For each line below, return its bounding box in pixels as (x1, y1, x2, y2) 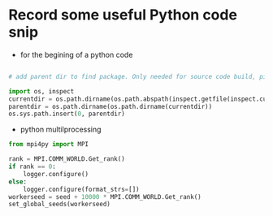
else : (8, 177, 27, 186)
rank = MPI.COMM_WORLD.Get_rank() (8, 155, 126, 163)
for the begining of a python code (19, 50, 133, 59)
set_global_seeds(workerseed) (8, 201, 111, 209)
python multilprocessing (19, 124, 102, 135)
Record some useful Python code (8, 6, 238, 24)
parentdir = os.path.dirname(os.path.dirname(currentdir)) (8, 102, 213, 110)
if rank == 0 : (8, 162, 57, 171)
